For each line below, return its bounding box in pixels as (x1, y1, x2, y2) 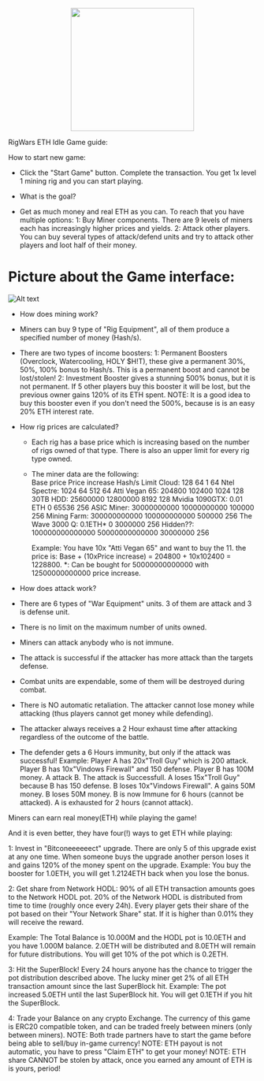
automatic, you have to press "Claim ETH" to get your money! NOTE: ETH (8, 1046, 247, 1056)
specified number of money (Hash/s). (19, 332, 142, 342)
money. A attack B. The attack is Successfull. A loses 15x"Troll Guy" (19, 772, 240, 782)
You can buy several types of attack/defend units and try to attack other (19, 232, 254, 241)
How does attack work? (19, 583, 97, 593)
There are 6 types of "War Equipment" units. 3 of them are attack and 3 (19, 599, 252, 608)
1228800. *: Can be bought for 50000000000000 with (31, 559, 209, 569)
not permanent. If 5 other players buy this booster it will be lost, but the (19, 381, 251, 391)
